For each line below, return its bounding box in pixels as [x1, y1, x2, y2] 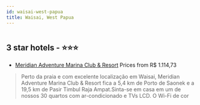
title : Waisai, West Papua [6, 14, 74, 20]
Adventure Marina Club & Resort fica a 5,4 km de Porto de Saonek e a [20, 79, 195, 87]
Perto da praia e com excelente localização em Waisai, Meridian [20, 73, 180, 80]
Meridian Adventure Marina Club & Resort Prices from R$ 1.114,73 [14, 61, 177, 69]
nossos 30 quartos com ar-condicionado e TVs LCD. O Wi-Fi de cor [20, 92, 189, 100]
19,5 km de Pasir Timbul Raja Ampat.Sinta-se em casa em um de [20, 86, 181, 93]
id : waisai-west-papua [6, 8, 63, 15]
